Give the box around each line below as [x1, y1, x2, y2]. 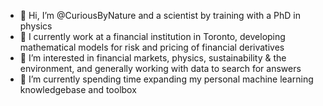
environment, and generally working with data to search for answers [19, 63, 302, 74]
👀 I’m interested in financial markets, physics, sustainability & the [19, 52, 287, 64]
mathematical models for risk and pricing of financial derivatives [19, 41, 285, 53]
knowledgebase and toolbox [19, 84, 137, 95]
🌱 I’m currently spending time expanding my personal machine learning [19, 73, 314, 85]
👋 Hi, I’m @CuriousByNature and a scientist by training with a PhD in [19, 10, 301, 21]
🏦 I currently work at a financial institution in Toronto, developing [19, 31, 286, 42]
